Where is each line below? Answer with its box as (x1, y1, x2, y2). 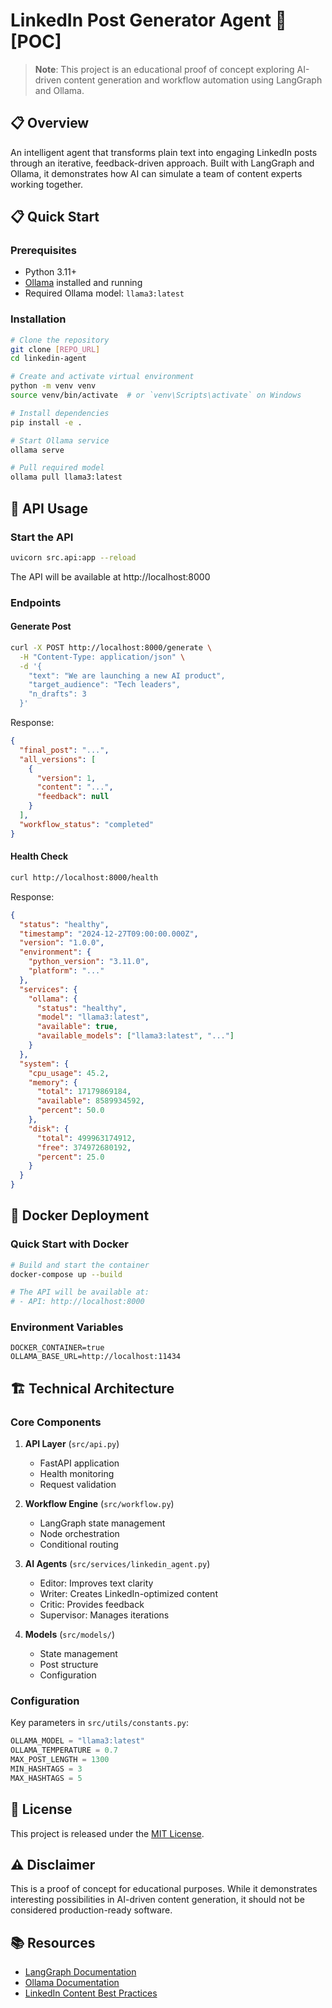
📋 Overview (10, 115, 90, 132)
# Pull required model (10, 463, 105, 473)
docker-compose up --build (10, 1269, 123, 1279)
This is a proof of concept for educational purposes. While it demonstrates (10, 1883, 318, 1895)
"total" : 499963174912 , (36, 1133, 137, 1143)
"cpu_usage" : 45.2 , (28, 1068, 110, 1078)
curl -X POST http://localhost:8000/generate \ (10, 642, 213, 653)
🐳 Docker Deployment (10, 1207, 150, 1224)
